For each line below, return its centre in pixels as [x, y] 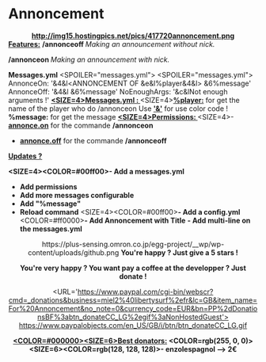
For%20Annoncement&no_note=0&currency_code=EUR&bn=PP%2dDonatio [133, 308]
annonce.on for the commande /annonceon [81, 125]
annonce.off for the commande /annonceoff [93, 140]
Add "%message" [50, 204]
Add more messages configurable [77, 195]
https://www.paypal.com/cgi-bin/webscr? [145, 292]
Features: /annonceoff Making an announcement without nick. [112, 44]
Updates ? [25, 156]
